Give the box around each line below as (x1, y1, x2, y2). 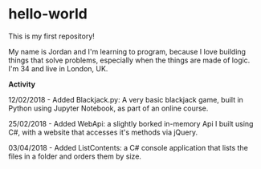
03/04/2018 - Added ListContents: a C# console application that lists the (8, 143, 249, 152)
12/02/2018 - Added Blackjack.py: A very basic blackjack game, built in (8, 95, 243, 104)
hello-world (8, 5, 88, 23)
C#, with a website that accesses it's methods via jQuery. (8, 127, 198, 137)
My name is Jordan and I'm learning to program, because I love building (8, 46, 247, 56)
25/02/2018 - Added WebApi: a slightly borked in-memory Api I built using (8, 119, 254, 128)
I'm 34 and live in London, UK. (8, 63, 108, 73)
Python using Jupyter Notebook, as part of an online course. (8, 103, 209, 113)
